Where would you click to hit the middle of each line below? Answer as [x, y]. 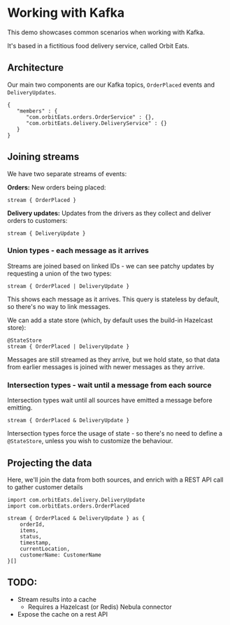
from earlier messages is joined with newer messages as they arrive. [106, 367]
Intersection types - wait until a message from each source [109, 385]
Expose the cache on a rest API [63, 614]
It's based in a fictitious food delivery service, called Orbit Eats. [98, 45]
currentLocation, [45, 549]
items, [29, 530]
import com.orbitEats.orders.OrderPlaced [69, 506]
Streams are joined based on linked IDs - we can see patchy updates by [111, 266]
